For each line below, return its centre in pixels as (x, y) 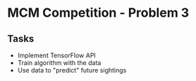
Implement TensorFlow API (57, 55)
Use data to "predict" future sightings (72, 70)
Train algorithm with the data (59, 63)
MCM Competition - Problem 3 (98, 13)
